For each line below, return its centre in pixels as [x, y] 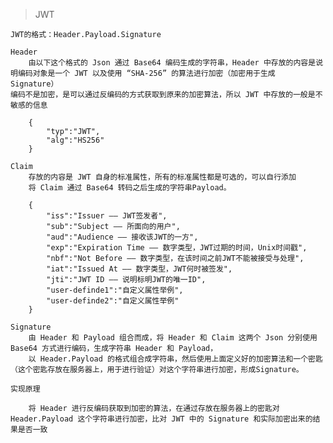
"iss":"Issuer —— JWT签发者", [107, 216]
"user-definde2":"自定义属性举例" [113, 301]
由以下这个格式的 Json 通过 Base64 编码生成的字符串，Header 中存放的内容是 [172, 63]
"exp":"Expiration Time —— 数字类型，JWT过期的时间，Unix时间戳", [177, 248]
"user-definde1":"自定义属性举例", [115, 290]
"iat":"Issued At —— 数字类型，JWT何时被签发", [139, 269]
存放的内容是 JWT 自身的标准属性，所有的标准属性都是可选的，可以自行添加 [162, 177]
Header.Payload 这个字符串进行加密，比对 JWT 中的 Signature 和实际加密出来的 [161, 419]
